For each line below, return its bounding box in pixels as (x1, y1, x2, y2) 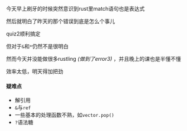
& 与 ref (14, 104, 31, 111)
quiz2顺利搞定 (6, 30, 41, 37)
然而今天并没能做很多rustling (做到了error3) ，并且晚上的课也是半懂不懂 (6, 55, 182, 62)
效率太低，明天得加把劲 (6, 68, 63, 75)
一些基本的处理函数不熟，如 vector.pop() (14, 112, 114, 119)
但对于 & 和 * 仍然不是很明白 (6, 43, 69, 50)
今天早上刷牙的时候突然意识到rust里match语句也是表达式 (6, 5, 145, 12)
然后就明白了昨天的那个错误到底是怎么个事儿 (6, 18, 115, 25)
